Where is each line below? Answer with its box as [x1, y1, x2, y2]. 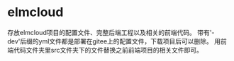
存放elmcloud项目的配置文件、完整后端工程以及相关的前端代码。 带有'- [7, 28, 215, 36]
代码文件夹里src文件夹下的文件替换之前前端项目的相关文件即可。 [13, 46, 204, 54]
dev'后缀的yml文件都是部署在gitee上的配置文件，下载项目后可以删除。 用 [7, 36, 221, 46]
